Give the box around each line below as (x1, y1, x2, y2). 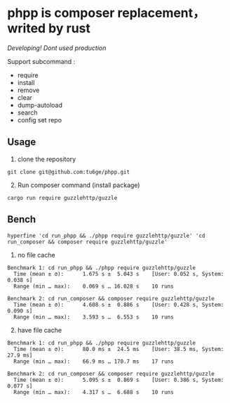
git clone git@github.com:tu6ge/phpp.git (7, 168, 130, 175)
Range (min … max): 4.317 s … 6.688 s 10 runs (13, 388, 174, 396)
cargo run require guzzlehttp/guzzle (7, 194, 118, 201)
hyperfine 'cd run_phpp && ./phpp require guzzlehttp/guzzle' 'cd (7, 232, 205, 239)
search (17, 108, 38, 117)
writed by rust (7, 20, 91, 37)
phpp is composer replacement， (7, 5, 205, 21)
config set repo (17, 115, 62, 124)
